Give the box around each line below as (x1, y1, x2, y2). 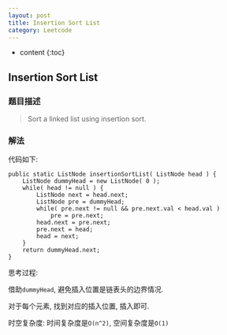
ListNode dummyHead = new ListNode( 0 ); (22, 177, 160, 185)
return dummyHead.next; (22, 246, 101, 255)
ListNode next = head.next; (36, 191, 128, 199)
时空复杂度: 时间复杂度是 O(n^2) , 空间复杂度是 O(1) (8, 318, 169, 328)
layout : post (8, 11, 51, 20)
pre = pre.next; (50, 212, 104, 220)
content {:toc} (19, 48, 65, 58)
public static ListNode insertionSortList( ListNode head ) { (8, 170, 217, 178)
